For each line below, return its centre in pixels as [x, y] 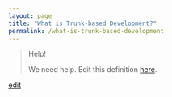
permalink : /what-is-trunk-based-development [86, 31]
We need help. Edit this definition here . [92, 70]
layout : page [30, 16]
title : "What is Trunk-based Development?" [83, 23]
